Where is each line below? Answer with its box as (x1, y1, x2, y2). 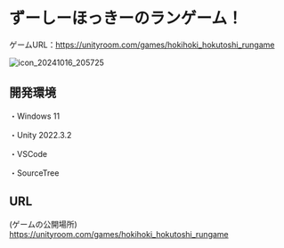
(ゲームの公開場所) (9, 219, 77, 229)
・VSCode (9, 148, 47, 159)
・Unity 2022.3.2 (9, 129, 72, 140)
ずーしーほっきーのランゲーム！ (9, 8, 243, 29)
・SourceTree (9, 167, 60, 178)
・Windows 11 (9, 111, 61, 121)
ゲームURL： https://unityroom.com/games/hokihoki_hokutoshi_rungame (9, 39, 275, 50)
